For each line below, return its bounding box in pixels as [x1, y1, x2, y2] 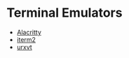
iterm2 [16, 35, 36, 43]
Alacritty [16, 28, 41, 36]
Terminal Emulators [6, 5, 123, 21]
